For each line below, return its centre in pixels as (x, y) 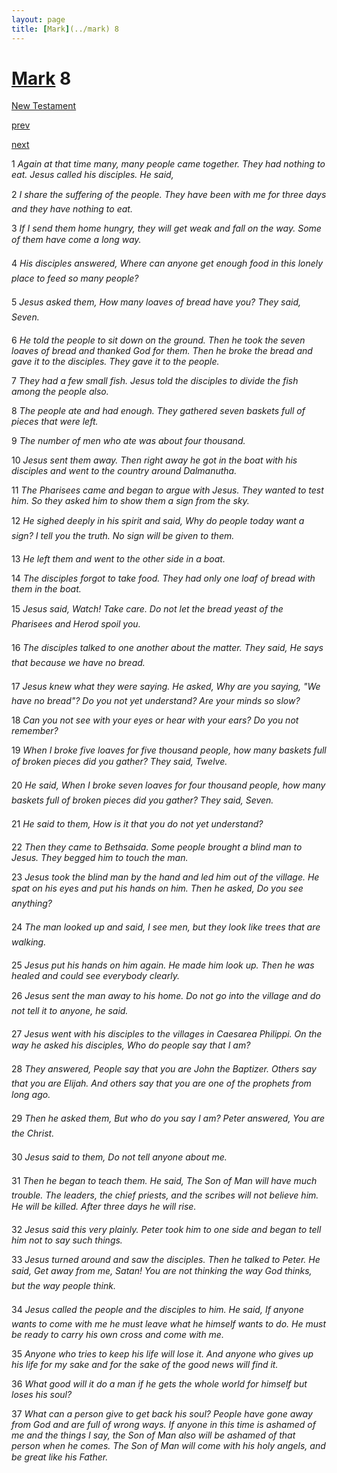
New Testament (44, 106)
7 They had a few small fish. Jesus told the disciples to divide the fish (155, 381)
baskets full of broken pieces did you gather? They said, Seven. (142, 800)
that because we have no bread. (78, 663)
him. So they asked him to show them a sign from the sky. (130, 501)
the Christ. (33, 1133)
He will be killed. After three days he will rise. (104, 1207)
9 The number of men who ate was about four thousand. (128, 441)
